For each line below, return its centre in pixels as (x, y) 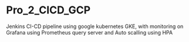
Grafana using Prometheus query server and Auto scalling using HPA (90, 32)
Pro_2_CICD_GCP (48, 10)
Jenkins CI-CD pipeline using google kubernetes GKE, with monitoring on (95, 26)
